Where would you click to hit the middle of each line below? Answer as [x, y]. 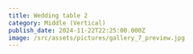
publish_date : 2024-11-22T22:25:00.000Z [77, 30]
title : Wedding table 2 [48, 15]
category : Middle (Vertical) [57, 23]
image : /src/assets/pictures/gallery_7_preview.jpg [96, 38]
